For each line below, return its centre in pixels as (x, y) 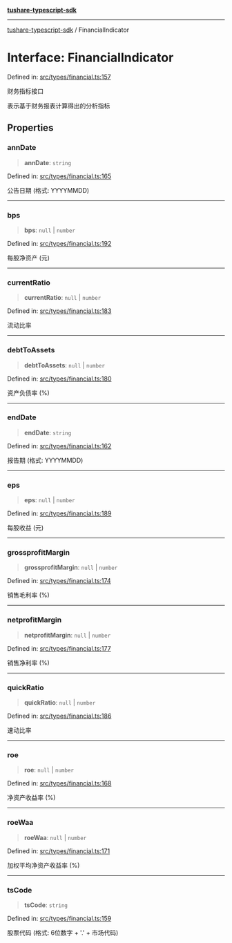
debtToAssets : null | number (65, 365)
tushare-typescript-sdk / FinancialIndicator (68, 30)
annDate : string (47, 162)
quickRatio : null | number (60, 703)
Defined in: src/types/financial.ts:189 (59, 513)
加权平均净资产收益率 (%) (43, 865)
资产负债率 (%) (28, 392)
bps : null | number (50, 230)
